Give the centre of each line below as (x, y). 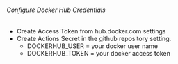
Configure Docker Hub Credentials (56, 10)
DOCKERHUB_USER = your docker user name (92, 46)
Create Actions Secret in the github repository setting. (94, 39)
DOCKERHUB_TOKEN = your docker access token (99, 54)
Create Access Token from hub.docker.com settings (91, 31)
